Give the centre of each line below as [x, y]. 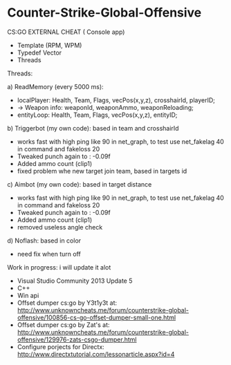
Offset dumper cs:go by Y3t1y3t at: [67, 303]
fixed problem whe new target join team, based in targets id [102, 171]
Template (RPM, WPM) [49, 45]
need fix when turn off [49, 254]
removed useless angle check [60, 227]
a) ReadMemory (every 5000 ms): [55, 86]
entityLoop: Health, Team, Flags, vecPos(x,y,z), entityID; [97, 115]
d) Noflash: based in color [44, 241]
